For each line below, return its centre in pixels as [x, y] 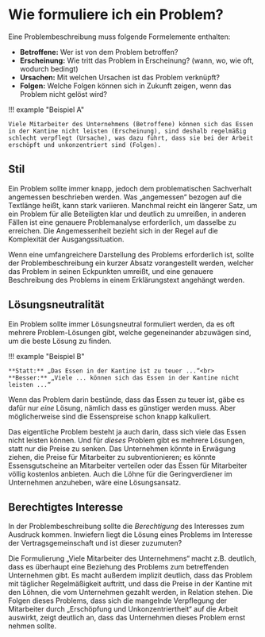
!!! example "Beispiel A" [46, 110]
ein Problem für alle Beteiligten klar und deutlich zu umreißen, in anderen [127, 214]
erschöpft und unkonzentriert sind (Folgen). [84, 145]
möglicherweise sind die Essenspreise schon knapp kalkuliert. [110, 416]
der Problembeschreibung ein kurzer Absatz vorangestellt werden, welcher [131, 263]
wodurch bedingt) [49, 68]
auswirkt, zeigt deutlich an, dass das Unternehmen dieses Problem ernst [127, 618]
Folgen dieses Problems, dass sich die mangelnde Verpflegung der [118, 600]
